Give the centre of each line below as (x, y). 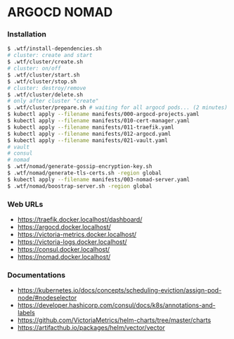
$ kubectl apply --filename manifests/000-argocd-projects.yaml (103, 114)
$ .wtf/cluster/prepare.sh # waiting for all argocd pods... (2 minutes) (118, 108)
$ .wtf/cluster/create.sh (45, 62)
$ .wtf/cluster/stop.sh (42, 82)
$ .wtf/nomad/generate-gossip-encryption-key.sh (80, 167)
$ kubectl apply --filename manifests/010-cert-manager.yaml (99, 121)
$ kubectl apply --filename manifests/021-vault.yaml (88, 140)
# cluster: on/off (34, 69)
